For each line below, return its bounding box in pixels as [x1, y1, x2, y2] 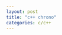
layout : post [6, 8, 38, 15]
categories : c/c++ [6, 20, 51, 26]
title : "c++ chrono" [6, 14, 57, 20]
